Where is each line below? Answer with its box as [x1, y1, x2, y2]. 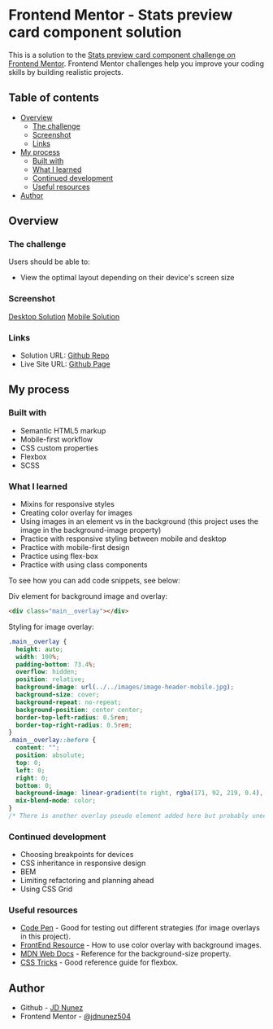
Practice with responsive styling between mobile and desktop [19, 534, 227, 543]
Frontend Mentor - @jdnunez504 [19, 1012, 132, 1022]
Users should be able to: [8, 257, 91, 266]
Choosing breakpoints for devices [19, 850, 134, 860]
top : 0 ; [15, 759, 42, 767]
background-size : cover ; [15, 691, 100, 699]
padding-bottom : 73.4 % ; [15, 660, 96, 669]
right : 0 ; [15, 774, 49, 782]
